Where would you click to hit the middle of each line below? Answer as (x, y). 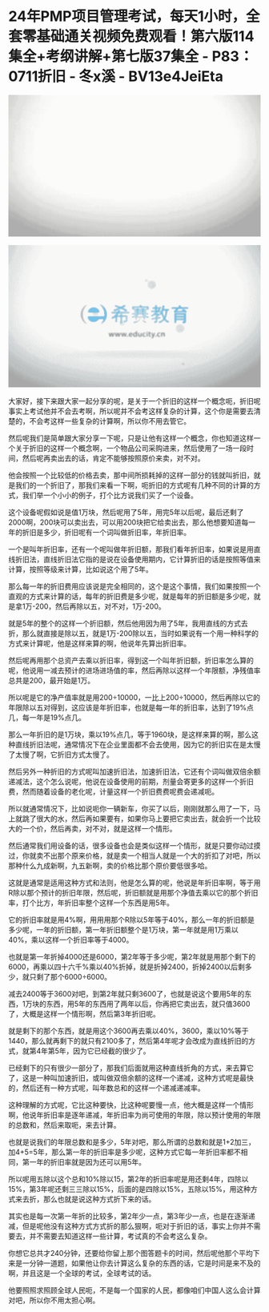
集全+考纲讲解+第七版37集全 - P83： (131, 56)
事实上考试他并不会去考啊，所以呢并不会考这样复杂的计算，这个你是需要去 (131, 411)
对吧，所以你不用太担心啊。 (54, 1300)
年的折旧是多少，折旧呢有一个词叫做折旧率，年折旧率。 (99, 532)
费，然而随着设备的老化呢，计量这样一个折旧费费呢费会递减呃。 (113, 791)
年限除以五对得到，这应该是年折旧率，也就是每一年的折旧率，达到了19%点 (131, 707)
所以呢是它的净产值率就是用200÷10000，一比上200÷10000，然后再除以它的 (134, 697)
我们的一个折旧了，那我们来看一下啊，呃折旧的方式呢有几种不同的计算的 (134, 485)
